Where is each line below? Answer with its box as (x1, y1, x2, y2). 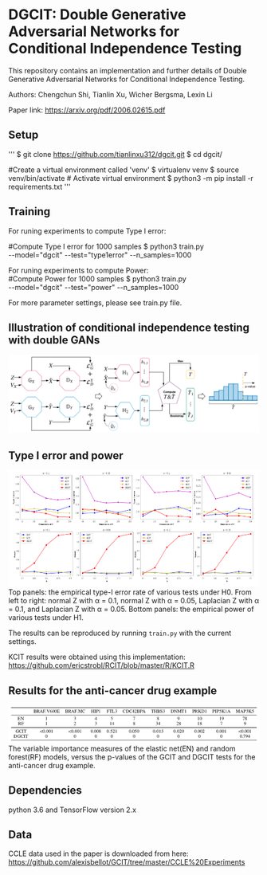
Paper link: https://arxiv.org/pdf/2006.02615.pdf (8, 105, 166, 115)
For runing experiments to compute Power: (8, 265, 149, 275)
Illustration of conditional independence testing (8, 320, 249, 334)
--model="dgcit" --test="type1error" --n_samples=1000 (8, 249, 192, 260)
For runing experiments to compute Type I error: (8, 226, 167, 236)
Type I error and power (8, 449, 124, 462)
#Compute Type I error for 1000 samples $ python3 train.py (8, 241, 205, 251)
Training (8, 205, 51, 218)
